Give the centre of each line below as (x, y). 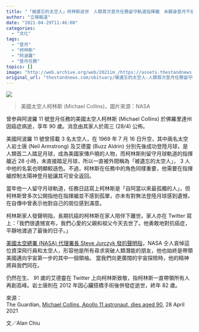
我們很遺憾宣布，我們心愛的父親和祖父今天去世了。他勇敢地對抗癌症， (105, 223)
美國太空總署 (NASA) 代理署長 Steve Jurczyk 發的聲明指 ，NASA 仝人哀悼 (95, 243)
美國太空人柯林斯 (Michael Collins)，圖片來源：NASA (85, 107)
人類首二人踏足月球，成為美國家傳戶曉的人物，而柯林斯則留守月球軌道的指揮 (99, 154)
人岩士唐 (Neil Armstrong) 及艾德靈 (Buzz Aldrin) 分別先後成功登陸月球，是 (97, 146)
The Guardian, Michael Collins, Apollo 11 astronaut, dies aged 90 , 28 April (95, 305)
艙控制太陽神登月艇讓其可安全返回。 (50, 176)
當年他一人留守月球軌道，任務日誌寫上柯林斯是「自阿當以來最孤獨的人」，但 (98, 188)
